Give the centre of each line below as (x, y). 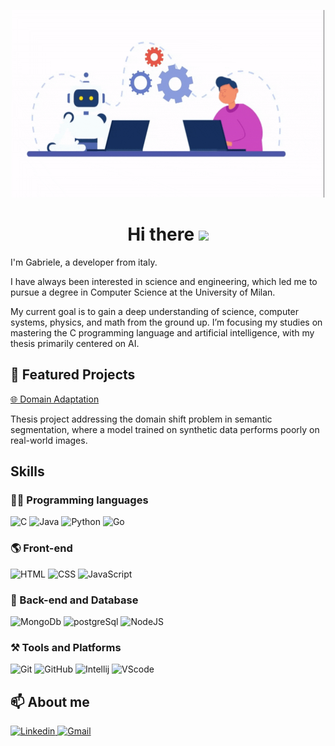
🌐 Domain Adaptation (55, 399)
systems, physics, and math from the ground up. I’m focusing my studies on (166, 322)
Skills (27, 471)
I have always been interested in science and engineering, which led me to (164, 281)
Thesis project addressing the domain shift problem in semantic (141, 419)
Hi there (161, 234)
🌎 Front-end (41, 548)
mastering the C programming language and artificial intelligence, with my (162, 332)
